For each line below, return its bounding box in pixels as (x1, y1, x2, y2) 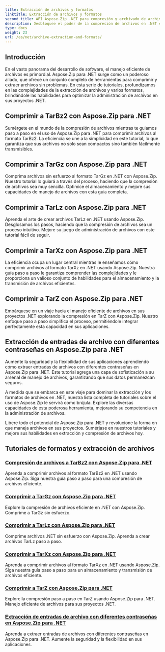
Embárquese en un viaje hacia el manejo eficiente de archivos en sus (5, 308, 145, 314)
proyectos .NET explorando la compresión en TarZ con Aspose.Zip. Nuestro (5, 313, 158, 319)
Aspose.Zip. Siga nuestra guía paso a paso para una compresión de (5, 475, 142, 481)
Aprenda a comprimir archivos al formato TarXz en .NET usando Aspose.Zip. (5, 562, 160, 568)
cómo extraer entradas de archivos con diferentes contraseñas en (5, 363, 139, 370)
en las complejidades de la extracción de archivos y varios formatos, (5, 87, 144, 93)
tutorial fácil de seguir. (5, 232, 51, 238)
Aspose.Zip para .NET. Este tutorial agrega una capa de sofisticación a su (5, 369, 154, 375)
